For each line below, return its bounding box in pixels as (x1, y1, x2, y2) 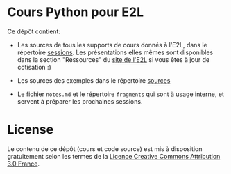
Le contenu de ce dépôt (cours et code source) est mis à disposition (7, 144, 203, 153)
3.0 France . (7, 159, 40, 168)
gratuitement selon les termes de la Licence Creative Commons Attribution (7, 152, 221, 160)
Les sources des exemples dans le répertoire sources (17, 76, 171, 84)
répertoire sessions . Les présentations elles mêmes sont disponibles (17, 48, 214, 56)
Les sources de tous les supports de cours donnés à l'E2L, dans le (17, 40, 208, 49)
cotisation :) (17, 63, 52, 71)
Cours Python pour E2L (7, 4, 144, 20)
